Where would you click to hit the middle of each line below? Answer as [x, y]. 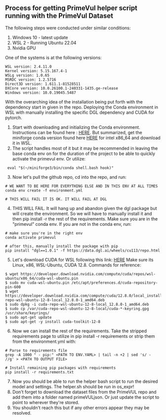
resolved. [22, 413]
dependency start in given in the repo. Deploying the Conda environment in [82, 107]
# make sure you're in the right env [44, 233]
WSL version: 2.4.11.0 [28, 66]
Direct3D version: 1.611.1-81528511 [43, 84]
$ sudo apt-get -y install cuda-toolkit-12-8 [53, 321]
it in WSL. [22, 143]
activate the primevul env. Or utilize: [49, 158]
